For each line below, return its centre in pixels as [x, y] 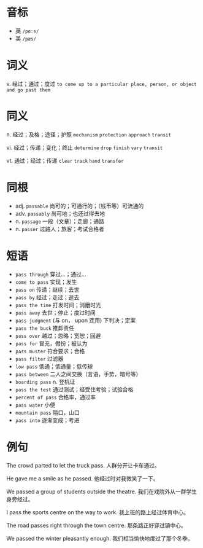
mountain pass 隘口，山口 [47, 412]
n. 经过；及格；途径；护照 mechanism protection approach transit [89, 134]
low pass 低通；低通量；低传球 [54, 366]
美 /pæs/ [26, 38]
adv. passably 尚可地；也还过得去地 [60, 213]
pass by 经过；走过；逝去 [47, 297]
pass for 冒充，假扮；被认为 [51, 343]
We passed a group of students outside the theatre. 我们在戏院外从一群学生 [102, 491]
